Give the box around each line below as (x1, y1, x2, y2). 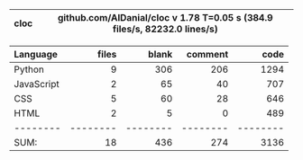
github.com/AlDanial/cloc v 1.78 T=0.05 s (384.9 (57, 12, 273, 23)
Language (14, 49, 59, 60)
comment (186, 49, 228, 60)
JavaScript (14, 78, 60, 90)
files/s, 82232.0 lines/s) (112, 22, 218, 35)
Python (14, 63, 45, 76)
